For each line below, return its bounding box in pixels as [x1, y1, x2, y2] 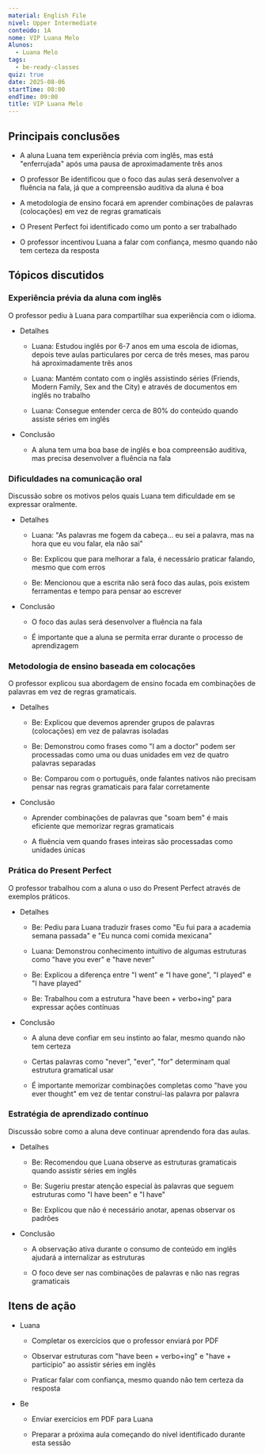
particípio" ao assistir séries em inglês [31, 1360, 156, 1369]
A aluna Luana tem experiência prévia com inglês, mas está [19, 150, 214, 159]
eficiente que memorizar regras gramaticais [31, 822, 175, 831]
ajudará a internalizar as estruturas [31, 1253, 146, 1262]
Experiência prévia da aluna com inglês [8, 293, 162, 304]
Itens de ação [8, 1299, 77, 1313]
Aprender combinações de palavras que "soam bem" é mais [31, 813, 229, 823]
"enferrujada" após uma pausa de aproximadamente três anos [19, 159, 223, 168]
